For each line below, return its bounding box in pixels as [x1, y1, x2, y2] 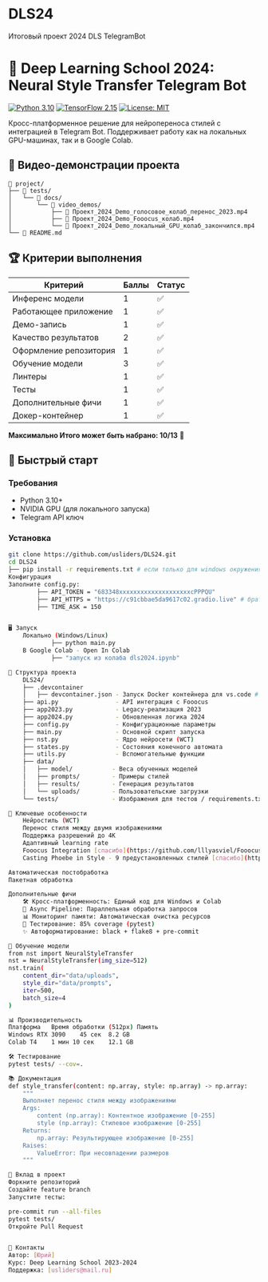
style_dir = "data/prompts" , [22, 980, 112, 988]
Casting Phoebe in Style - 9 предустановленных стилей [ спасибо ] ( [22, 854, 248, 862]
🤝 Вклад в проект [8, 1171, 66, 1179]
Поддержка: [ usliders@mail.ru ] [8, 1266, 112, 1275]
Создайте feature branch [8, 1186, 91, 1194]
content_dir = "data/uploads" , [22, 972, 120, 980]
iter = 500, [22, 986, 56, 995]
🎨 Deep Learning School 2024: [8, 59, 215, 78]
